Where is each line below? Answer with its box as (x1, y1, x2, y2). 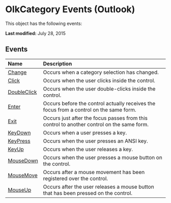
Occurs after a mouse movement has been (43, 168, 145, 176)
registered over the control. (43, 175, 108, 182)
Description (43, 60, 72, 67)
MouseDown (8, 157, 38, 164)
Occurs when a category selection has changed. (43, 69, 159, 76)
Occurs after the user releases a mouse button (43, 183, 154, 190)
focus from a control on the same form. (43, 106, 136, 113)
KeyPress (8, 137, 31, 144)
